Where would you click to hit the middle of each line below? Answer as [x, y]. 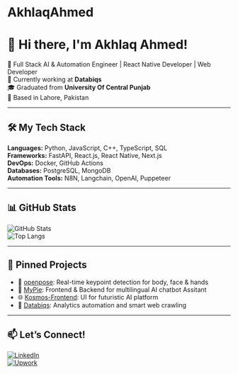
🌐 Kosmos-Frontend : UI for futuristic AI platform [88, 297]
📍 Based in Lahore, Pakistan [48, 98]
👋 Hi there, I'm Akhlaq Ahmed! [98, 45]
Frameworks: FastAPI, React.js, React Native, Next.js [85, 155]
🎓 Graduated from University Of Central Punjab [79, 87]
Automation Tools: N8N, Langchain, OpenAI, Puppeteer [89, 178]
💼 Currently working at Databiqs [55, 79]
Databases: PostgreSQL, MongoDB [59, 170]
